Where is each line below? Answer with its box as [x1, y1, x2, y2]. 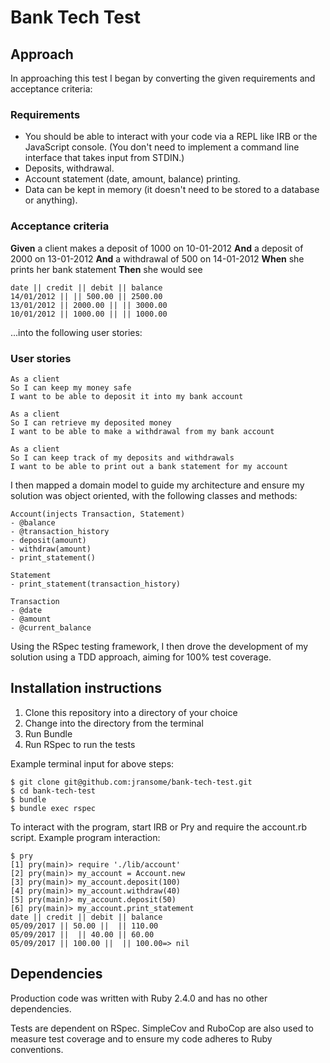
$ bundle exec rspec [10, 803, 97, 813]
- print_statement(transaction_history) [10, 579, 182, 589]
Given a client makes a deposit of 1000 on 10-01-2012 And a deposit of [10, 242, 304, 254]
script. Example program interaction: [10, 831, 161, 843]
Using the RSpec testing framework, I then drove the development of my [10, 640, 309, 652]
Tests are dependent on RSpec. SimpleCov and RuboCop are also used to [10, 1022, 314, 1034]
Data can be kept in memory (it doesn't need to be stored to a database [24, 184, 320, 196]
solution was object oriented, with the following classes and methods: [10, 489, 298, 501]
